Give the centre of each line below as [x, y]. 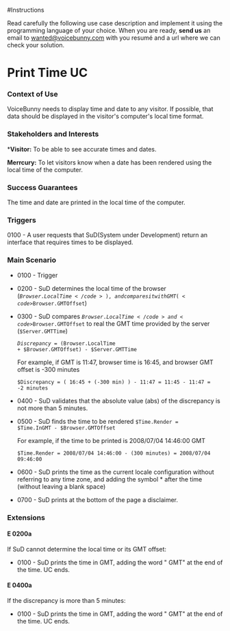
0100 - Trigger [37, 275]
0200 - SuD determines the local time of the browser [91, 288]
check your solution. [36, 45]
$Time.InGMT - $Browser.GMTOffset [66, 428]
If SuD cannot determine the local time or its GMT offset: [87, 549]
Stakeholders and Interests [53, 134]
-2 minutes [33, 388]
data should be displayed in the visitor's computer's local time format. [105, 117]
